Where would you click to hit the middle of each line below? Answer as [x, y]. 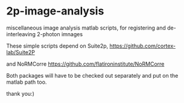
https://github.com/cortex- [143, 46]
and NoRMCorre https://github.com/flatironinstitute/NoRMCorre [85, 64]
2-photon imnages [60, 34]
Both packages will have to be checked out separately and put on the [92, 75]
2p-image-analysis [55, 11]
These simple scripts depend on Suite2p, [57, 46]
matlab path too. [27, 82]
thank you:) [21, 93]
